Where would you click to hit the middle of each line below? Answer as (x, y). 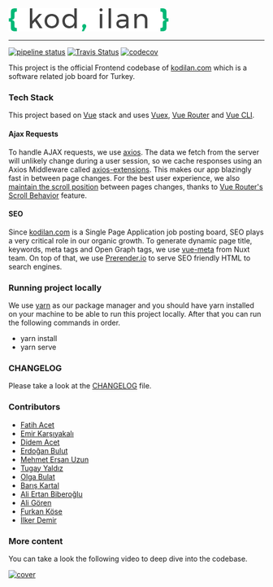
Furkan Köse (41, 511)
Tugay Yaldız (41, 468)
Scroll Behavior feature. (48, 195)
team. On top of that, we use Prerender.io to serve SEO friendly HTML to (130, 258)
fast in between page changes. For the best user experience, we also (124, 177)
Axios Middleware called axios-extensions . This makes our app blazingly (130, 169)
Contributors (35, 407)
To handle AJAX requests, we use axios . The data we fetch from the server (134, 152)
